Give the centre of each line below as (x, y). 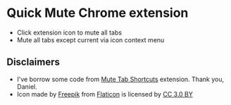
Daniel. (27, 87)
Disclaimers (33, 62)
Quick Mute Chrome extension (98, 13)
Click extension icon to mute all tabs (69, 32)
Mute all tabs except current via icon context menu (90, 39)
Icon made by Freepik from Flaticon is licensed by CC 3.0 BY (105, 94)
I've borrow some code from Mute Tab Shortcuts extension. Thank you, (120, 79)
